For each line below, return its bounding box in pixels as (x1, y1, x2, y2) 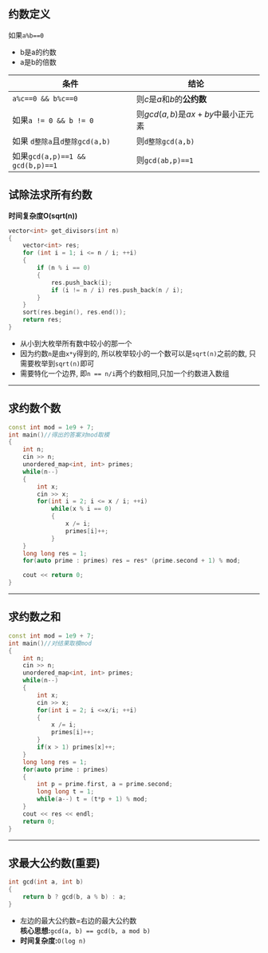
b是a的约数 (19, 47, 57, 57)
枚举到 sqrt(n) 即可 (33, 358, 94, 368)
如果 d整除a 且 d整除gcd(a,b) (12, 135, 111, 146)
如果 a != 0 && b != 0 (12, 114, 94, 125)
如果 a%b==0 (8, 30, 44, 40)
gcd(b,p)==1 (12, 160, 58, 170)
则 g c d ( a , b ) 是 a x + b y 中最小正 (136, 109, 246, 120)
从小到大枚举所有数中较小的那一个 (19, 338, 132, 348)
